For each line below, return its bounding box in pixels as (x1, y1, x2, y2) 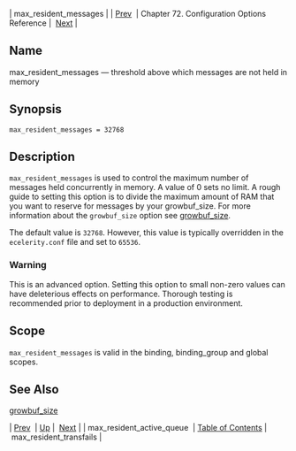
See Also (9, 381, 59, 397)
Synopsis (9, 102, 62, 117)
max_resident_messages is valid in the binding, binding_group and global (9, 347, 269, 357)
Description (9, 149, 75, 164)
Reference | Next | (9, 18, 78, 28)
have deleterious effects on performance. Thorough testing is (9, 288, 233, 299)
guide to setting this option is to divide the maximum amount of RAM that (9, 191, 275, 203)
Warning (9, 259, 47, 271)
